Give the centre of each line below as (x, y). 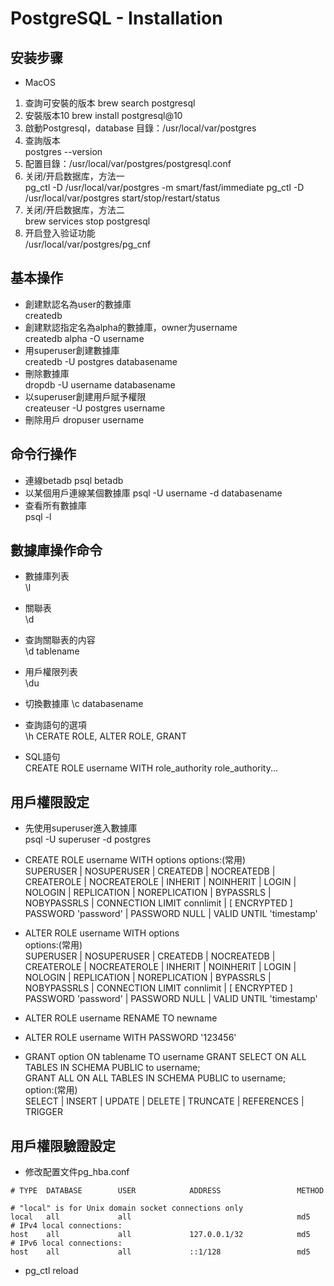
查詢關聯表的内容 (60, 640)
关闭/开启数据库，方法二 (74, 210)
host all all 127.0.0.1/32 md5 (160, 1235)
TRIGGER (43, 1112)
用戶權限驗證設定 (63, 1145)
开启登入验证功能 (60, 233)
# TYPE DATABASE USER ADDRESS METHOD (167, 1191)
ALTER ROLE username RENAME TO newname (121, 1018)
